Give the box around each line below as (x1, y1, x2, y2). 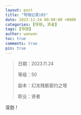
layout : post (5, 7, 33, 13)
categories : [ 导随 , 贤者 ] (5, 22, 58, 27)
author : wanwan (5, 31, 38, 36)
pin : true (5, 46, 26, 51)
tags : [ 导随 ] (5, 27, 32, 32)
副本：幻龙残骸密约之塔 (17, 82, 67, 88)
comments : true (5, 41, 38, 46)
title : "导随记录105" (5, 12, 48, 17)
